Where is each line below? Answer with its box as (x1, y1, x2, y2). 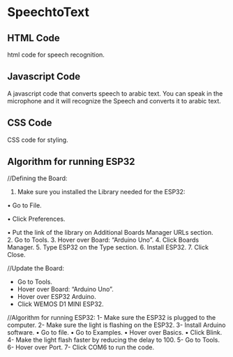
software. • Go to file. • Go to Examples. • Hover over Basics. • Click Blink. (7, 328, 223, 337)
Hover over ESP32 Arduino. (17, 293, 96, 301)
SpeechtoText (7, 4, 89, 20)
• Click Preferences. (7, 214, 66, 224)
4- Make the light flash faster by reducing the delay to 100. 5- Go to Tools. (7, 336, 220, 344)
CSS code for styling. (7, 136, 68, 144)
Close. (7, 251, 26, 259)
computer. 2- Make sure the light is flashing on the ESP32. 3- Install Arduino (7, 321, 226, 329)
